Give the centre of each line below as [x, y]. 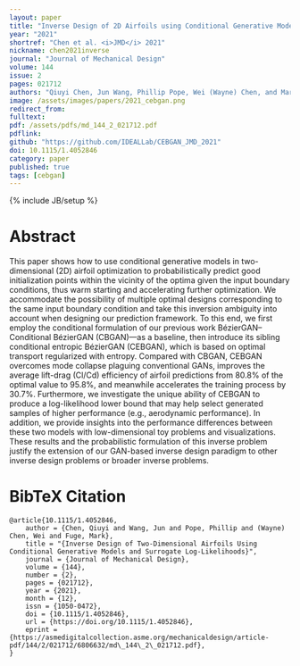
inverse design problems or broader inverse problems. [109, 461]
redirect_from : [37, 109]
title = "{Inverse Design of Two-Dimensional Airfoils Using [141, 544]
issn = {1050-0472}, [63, 607]
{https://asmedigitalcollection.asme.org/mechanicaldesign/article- [139, 638]
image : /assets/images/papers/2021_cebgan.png [97, 100]
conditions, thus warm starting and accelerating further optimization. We [143, 290]
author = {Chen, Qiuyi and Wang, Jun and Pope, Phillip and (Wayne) [155, 529]
